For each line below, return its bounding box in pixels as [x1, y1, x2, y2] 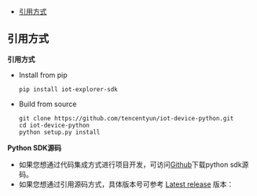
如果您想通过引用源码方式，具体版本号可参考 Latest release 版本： [18, 179, 234, 189]
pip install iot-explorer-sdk [18, 85, 119, 93]
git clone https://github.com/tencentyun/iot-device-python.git [18, 114, 234, 122]
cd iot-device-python [18, 121, 90, 129]
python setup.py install [18, 128, 101, 136]
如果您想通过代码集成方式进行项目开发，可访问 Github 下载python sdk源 [18, 160, 249, 169]
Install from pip [18, 70, 68, 80]
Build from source [18, 99, 77, 109]
